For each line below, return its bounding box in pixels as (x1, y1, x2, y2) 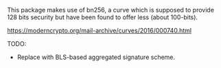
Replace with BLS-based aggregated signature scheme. (16, 53, 176, 61)
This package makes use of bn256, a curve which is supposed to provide (7, 6, 215, 14)
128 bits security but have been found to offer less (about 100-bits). (7, 13, 198, 21)
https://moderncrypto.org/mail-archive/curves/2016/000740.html (7, 27, 192, 34)
